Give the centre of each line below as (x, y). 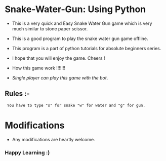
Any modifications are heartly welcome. (53, 139)
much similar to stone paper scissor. (50, 28)
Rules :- (17, 94)
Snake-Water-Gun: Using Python (75, 9)
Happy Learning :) (27, 152)
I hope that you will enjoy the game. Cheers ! (58, 58)
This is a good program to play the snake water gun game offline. (80, 38)
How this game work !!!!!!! (39, 68)
